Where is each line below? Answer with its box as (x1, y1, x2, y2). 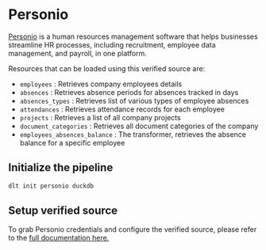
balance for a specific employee (19, 138, 125, 147)
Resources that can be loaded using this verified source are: (8, 63, 206, 73)
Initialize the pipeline (8, 161, 114, 175)
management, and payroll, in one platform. (8, 48, 147, 58)
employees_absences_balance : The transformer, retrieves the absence (19, 129, 247, 139)
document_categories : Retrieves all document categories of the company (19, 121, 259, 131)
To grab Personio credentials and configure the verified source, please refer (8, 225, 257, 234)
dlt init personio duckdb (8, 182, 94, 190)
